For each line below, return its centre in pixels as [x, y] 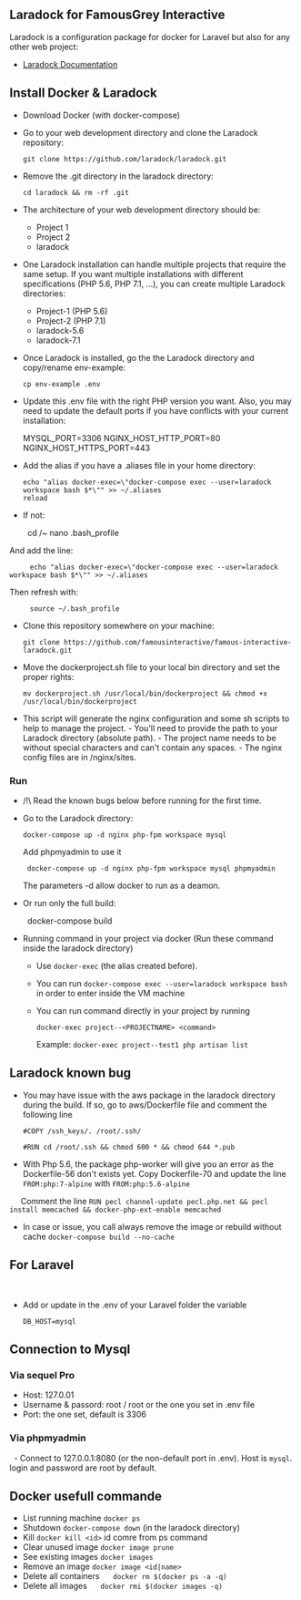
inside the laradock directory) [78, 948]
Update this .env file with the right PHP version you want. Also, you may [157, 401]
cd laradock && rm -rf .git [75, 192]
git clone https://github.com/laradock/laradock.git [125, 159]
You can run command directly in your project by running [143, 1010]
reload [35, 498]
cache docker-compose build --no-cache [99, 1236]
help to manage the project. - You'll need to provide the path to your [150, 728]
